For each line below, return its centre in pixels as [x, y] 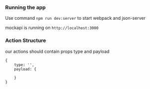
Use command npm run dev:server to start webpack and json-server [75, 18]
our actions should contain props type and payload [57, 51]
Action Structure [26, 41]
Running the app [26, 7]
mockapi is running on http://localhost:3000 [52, 28]
